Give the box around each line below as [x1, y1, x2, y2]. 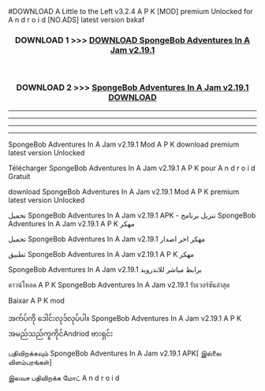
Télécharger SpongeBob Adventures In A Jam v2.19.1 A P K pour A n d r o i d [8, 163, 256, 173]
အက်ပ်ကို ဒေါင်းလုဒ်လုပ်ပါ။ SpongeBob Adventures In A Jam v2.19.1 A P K [8, 313, 242, 322]
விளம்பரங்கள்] [8, 357, 53, 367]
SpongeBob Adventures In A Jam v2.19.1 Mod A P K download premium [8, 140, 240, 149]
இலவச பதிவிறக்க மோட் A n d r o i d [8, 373, 120, 382]
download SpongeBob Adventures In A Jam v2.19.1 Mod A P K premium [8, 187, 240, 196]
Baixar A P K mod [8, 296, 65, 305]
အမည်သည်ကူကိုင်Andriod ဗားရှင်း [8, 329, 114, 338]
